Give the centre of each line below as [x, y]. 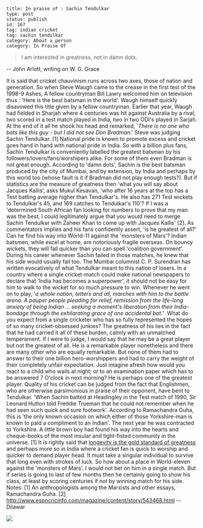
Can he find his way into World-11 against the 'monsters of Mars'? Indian [96, 236]
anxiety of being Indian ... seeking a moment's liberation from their [90, 307]
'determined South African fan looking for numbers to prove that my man [97, 210]
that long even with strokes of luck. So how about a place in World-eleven [98, 461]
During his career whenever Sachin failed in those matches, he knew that [98, 255]
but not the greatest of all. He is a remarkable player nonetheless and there [100, 345]
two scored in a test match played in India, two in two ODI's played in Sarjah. [102, 119]
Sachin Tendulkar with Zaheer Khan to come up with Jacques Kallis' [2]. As [100, 223]
